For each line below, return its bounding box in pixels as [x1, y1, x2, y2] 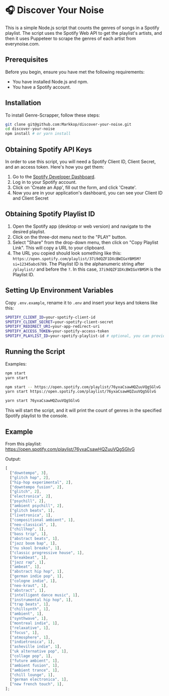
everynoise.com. [5, 40, 40, 46]
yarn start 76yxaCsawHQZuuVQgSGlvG [5, 398, 80, 404]
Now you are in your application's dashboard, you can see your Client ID [12, 190, 163, 195]
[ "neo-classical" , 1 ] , [10, 522, 57, 527]
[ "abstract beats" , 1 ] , [10, 536, 59, 541]
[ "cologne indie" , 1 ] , [10, 578, 57, 583]
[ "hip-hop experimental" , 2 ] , [10, 480, 73, 485]
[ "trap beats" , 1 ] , [10, 602, 51, 607]
